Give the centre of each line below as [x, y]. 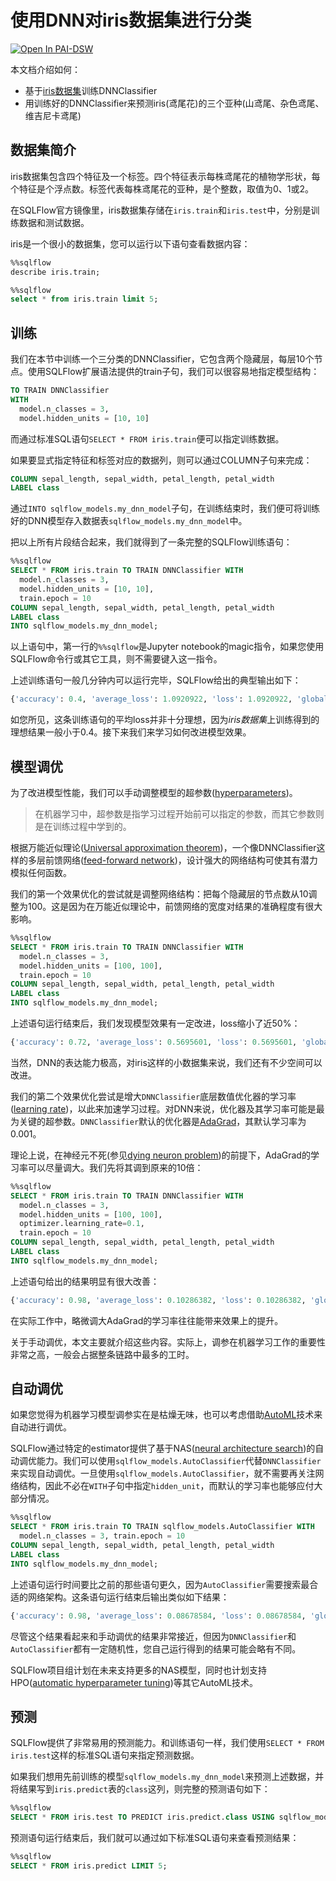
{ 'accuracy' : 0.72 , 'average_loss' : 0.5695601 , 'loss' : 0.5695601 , [154, 1042]
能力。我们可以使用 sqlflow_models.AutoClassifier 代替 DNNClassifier [179, 1461]
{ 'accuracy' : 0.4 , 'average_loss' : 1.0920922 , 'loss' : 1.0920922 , [151, 699]
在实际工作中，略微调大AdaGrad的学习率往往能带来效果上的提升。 [147, 1320]
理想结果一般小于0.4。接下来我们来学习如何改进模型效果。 [131, 732]
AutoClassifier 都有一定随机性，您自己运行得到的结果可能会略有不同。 [156, 1648]
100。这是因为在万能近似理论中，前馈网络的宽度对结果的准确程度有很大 [175, 906]
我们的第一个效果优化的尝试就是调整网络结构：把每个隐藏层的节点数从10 [159, 894]
